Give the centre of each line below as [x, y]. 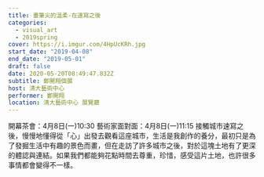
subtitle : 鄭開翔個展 [40, 81]
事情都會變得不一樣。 [42, 165]
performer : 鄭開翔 [37, 96]
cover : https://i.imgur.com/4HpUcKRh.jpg [77, 45]
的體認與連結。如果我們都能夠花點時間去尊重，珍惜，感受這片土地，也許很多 [132, 155]
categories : [27, 23]
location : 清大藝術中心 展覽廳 [54, 103]
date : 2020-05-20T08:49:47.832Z [61, 74]
